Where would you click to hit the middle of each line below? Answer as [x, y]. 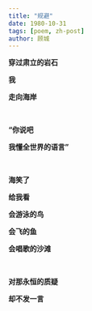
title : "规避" [31, 16]
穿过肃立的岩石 [33, 62]
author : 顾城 [29, 38]
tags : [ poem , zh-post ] [46, 31]
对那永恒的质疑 [33, 282]
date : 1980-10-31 [38, 23]
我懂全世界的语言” [39, 147]
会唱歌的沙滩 [29, 249]
